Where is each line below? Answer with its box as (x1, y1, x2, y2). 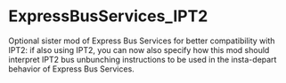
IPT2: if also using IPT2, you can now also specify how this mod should (8, 44, 270, 55)
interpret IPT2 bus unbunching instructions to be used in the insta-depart (8, 54, 277, 64)
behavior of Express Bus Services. (8, 64, 135, 74)
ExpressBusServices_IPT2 (8, 6, 208, 26)
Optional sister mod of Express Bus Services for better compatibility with (8, 35, 275, 46)
